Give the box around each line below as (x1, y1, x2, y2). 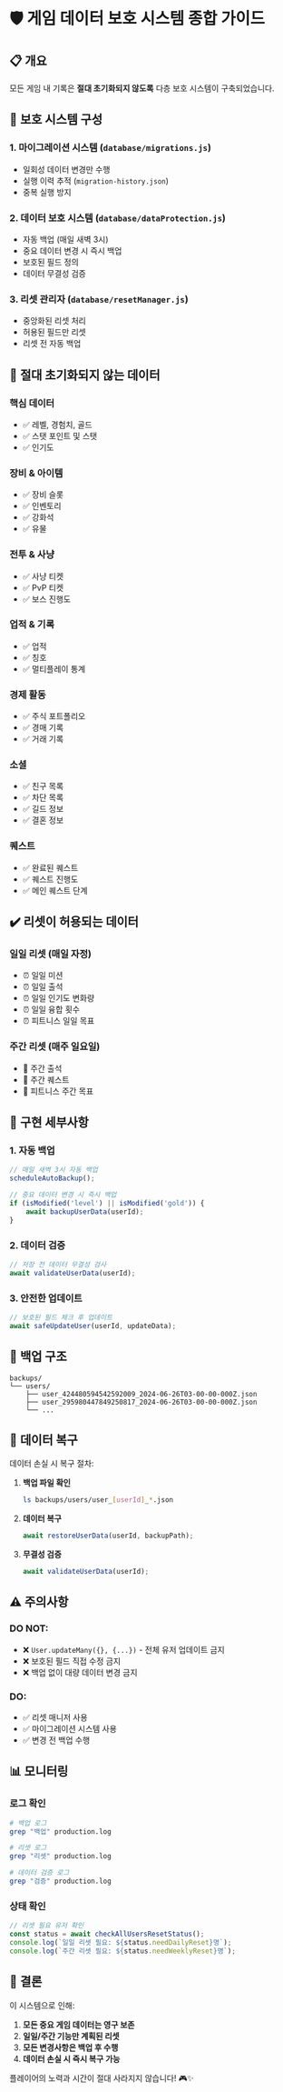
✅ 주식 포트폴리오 (22, 711, 86, 722)
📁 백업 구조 (9, 1349, 68, 1365)
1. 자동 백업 (9, 1145, 55, 1157)
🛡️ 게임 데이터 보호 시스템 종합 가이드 (9, 8, 266, 29)
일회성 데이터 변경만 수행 (22, 164, 111, 175)
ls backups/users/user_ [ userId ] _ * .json (22, 1496, 174, 1505)
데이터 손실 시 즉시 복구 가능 (22, 2053, 121, 2064)
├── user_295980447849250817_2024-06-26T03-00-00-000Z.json (25, 1397, 258, 1406)
